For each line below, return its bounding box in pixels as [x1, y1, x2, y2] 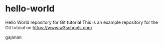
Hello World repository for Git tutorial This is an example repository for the [5, 19, 158, 25]
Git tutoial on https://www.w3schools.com [5, 24, 92, 30]
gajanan [5, 34, 22, 40]
